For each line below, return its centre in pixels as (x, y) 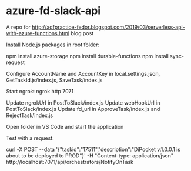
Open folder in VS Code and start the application (65, 126)
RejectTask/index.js (30, 115)
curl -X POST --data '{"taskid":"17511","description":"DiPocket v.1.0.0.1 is (93, 149)
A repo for (19, 27)
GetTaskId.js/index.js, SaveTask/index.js (54, 80)
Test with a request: (30, 138)
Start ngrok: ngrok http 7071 (40, 91)
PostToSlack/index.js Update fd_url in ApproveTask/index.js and (83, 109)
